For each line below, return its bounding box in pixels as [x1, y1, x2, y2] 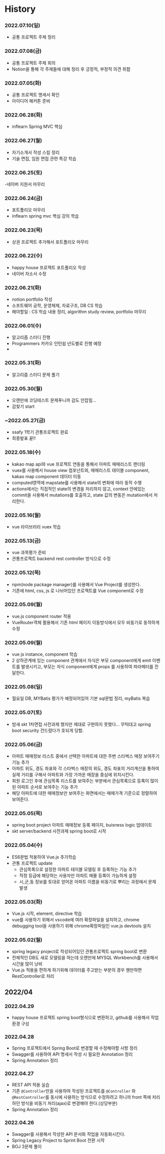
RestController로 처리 [11, 973, 55, 979]
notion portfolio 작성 [11, 296, 52, 302]
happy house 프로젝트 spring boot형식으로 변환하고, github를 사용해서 [11, 1014, 150, 1020]
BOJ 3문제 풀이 [11, 1143, 42, 1149]
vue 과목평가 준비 [11, 550, 46, 556]
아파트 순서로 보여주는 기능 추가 [17, 784, 78, 790]
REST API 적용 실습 [11, 1082, 50, 1088]
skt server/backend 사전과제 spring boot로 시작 [11, 828, 107, 834]
